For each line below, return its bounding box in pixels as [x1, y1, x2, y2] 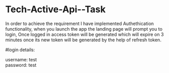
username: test [5, 56, 37, 62]
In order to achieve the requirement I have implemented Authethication [5, 20, 154, 27]
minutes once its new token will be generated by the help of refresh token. [5, 37, 162, 43]
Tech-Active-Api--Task [5, 4, 106, 15]
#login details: [5, 46, 35, 53]
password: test [5, 62, 37, 68]
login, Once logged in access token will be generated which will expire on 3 [5, 31, 164, 37]
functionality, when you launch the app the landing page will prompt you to [5, 26, 162, 32]
